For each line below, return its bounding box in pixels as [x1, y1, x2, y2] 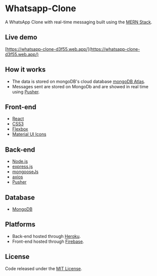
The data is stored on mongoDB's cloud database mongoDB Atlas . [12, 79, 145, 84]
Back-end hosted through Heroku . [12, 233, 81, 239]
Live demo [5, 33, 38, 41]
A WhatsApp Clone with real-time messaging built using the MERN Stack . [5, 19, 153, 25]
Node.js [12, 158, 28, 164]
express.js [12, 164, 33, 170]
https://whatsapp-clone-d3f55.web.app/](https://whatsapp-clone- [6, 46, 140, 52]
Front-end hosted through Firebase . [12, 238, 84, 244]
